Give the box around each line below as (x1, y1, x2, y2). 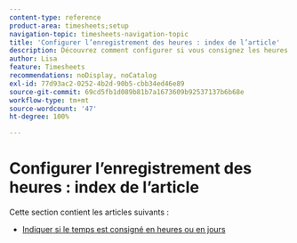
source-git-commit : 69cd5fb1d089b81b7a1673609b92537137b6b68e (9, 87, 245, 96)
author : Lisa (9, 54, 58, 63)
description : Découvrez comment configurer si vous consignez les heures (9, 46, 289, 55)
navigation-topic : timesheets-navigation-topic (9, 29, 189, 38)
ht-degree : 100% (9, 112, 69, 121)
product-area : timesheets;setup (9, 21, 129, 30)
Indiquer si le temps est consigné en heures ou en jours (21, 224, 226, 235)
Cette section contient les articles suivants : (9, 207, 170, 218)
